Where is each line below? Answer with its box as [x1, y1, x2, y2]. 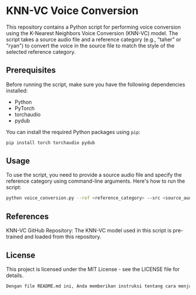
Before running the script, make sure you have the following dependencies [6, 81, 185, 88]
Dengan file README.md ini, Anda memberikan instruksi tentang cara [6, 283, 176, 289]
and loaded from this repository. [24, 233, 101, 241]
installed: [6, 87, 28, 94]
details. [6, 272, 24, 279]
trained [6, 233, 23, 241]
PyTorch [14, 104, 35, 112]
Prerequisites [6, 66, 56, 76]
